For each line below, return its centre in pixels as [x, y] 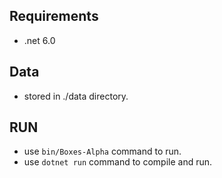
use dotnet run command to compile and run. [118, 162]
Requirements [54, 16]
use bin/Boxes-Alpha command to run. [102, 151]
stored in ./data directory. [76, 96]
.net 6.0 [39, 40]
